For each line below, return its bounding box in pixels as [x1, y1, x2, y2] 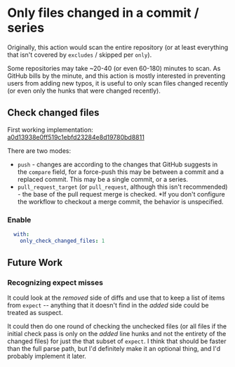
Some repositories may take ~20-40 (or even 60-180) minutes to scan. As [7, 64, 221, 72]
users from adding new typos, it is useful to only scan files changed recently [7, 79, 229, 87]
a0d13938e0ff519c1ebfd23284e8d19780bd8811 [7, 133, 145, 141]
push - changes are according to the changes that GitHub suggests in [17, 160, 218, 168]
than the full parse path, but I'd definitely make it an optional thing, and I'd [7, 345, 221, 353]
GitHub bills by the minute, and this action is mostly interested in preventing [7, 72, 226, 80]
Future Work [7, 257, 63, 269]
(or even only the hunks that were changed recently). [7, 86, 161, 95]
